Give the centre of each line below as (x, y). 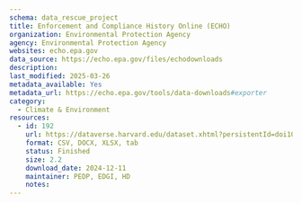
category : (28, 101)
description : (34, 68)
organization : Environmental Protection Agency (100, 34)
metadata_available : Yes (56, 84)
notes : (38, 185)
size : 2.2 (44, 159)
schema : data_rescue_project (64, 18)
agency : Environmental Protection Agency (88, 43)
